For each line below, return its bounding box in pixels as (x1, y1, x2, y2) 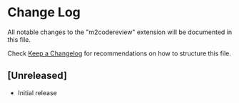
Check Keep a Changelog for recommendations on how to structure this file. (7, 49, 232, 58)
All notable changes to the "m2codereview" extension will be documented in (7, 28, 233, 36)
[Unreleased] (7, 70, 68, 82)
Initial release (17, 88, 57, 97)
